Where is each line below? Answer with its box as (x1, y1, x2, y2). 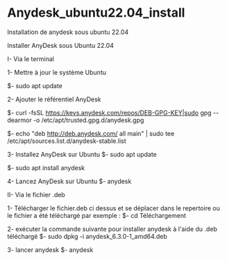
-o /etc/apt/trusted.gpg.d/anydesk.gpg (33, 116, 144, 124)
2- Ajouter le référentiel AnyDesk (7, 95, 102, 103)
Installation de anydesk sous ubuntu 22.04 (7, 28, 129, 36)
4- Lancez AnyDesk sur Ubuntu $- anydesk (7, 177, 132, 185)
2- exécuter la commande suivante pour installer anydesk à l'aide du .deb (7, 224, 217, 233)
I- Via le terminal (7, 54, 54, 63)
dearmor (7, 116, 33, 124)
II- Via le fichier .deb (7, 190, 66, 199)
